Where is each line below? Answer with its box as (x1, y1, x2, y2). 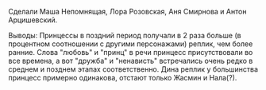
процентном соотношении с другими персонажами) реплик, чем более (8, 39, 253, 49)
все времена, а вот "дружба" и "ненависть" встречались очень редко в (8, 56, 253, 65)
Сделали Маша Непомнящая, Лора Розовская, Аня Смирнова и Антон (8, 7, 247, 16)
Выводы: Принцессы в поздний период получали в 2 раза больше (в (8, 31, 241, 40)
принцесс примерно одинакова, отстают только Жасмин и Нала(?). (8, 73, 237, 82)
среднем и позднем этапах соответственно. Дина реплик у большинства (8, 65, 259, 74)
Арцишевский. (8, 15, 58, 25)
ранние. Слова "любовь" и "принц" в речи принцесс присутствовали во (8, 48, 253, 57)
